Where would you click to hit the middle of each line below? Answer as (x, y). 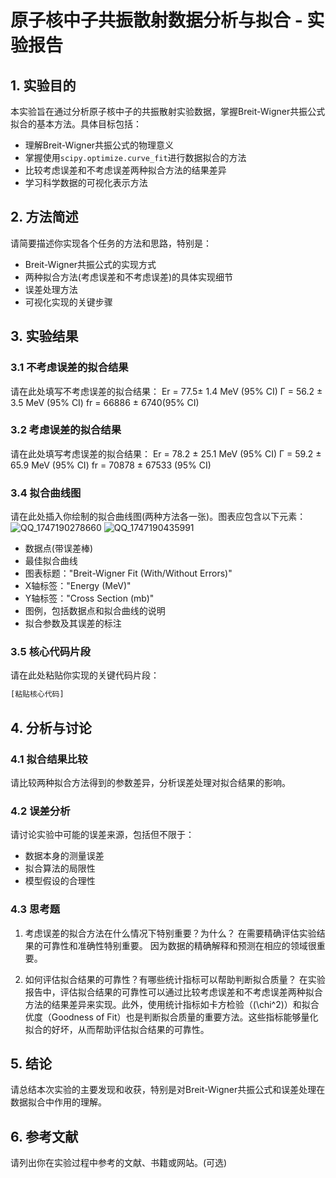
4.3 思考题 (35, 909)
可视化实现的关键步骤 (68, 302)
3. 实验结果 (44, 336)
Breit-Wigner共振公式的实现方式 (90, 264)
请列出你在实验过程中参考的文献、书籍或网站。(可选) (119, 1163)
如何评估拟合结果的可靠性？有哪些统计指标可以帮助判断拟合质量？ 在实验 (175, 979)
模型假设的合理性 (60, 881)
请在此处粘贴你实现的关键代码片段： (85, 675)
